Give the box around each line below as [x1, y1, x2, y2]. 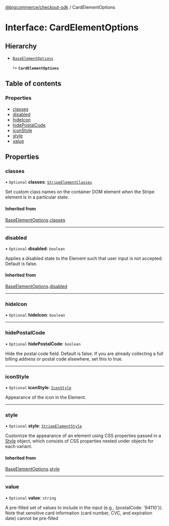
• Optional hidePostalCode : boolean [5, 340, 81, 346]
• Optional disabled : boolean [5, 245, 65, 251]
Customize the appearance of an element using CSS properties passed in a [5, 432, 161, 439]
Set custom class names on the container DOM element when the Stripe [5, 189, 155, 195]
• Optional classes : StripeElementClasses [5, 179, 93, 185]
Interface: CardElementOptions [5, 22, 139, 33]
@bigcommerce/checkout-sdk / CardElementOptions [5, 5, 116, 10]
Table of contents [5, 79, 61, 88]
